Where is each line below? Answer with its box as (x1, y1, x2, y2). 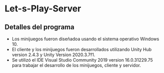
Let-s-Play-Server (4, 3, 82, 14)
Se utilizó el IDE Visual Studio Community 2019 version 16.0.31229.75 (11, 57, 153, 63)
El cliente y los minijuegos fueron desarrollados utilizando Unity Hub (11, 47, 152, 52)
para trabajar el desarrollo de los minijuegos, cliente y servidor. (11, 63, 141, 68)
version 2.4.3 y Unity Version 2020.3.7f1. (11, 52, 95, 58)
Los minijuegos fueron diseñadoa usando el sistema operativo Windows (11, 36, 160, 42)
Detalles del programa (4, 23, 75, 31)
